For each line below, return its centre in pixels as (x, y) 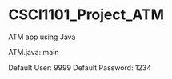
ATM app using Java (42, 37)
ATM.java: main (34, 52)
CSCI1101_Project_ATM (86, 15)
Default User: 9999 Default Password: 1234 (80, 67)
